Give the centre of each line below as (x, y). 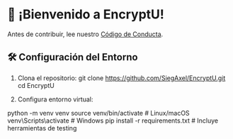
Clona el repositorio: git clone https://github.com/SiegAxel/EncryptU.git (121, 78)
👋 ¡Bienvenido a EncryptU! (86, 15)
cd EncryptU (36, 85)
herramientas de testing (42, 128)
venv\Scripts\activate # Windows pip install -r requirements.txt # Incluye (113, 121)
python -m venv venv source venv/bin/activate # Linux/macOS (98, 113)
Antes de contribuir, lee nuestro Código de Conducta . (85, 34)
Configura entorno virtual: (55, 99)
